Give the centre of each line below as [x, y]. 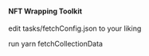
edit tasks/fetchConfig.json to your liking [75, 28]
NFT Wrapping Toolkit [45, 11]
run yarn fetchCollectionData [56, 44]
